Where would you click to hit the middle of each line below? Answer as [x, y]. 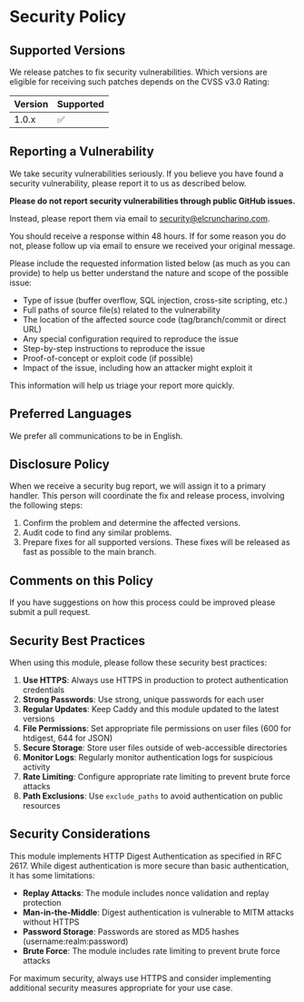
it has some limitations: [52, 875]
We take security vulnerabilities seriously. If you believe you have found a [147, 174]
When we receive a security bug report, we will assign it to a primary [137, 486]
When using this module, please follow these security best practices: [138, 663]
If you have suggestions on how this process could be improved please [142, 602]
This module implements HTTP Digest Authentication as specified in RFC [146, 856]
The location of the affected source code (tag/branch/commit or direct [154, 319]
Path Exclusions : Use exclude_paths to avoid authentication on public [152, 796]
